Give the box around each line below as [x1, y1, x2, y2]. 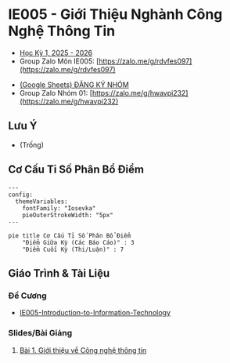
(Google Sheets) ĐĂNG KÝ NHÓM [19, 80, 129, 89]
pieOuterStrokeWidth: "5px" [22, 211, 113, 219]
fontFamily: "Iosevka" [22, 204, 96, 212]
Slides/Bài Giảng [8, 328, 73, 339]
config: [8, 191, 34, 198]
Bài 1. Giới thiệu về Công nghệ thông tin [19, 345, 147, 354]
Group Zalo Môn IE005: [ [19, 56, 99, 66]
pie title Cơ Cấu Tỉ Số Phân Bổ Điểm [8, 231, 131, 240]
